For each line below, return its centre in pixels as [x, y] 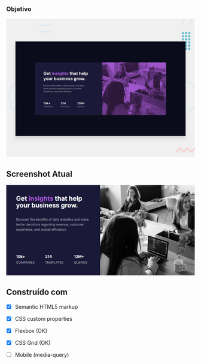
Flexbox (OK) [31, 330]
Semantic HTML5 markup [46, 306]
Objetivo [19, 9]
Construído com [37, 292]
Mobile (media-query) [42, 354]
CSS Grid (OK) [33, 342]
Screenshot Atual [39, 174]
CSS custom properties [44, 318]
